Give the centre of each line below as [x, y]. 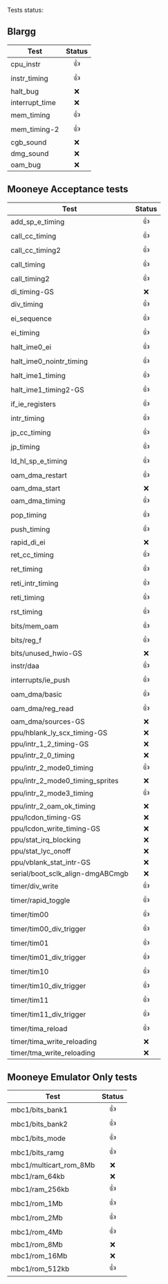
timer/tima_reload [39, 1029]
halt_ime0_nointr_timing [49, 361]
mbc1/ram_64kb [38, 1176]
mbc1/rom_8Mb [37, 1245]
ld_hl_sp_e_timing [39, 461]
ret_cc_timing [32, 555]
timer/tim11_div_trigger [48, 1014]
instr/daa [25, 666]
